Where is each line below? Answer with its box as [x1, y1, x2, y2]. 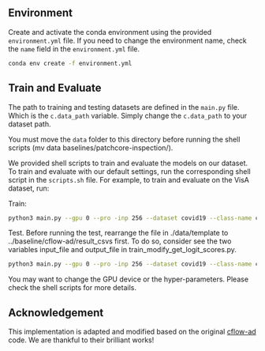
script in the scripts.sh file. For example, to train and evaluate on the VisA [8, 175, 250, 184]
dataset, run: [8, 183, 50, 193]
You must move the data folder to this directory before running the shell [8, 134, 241, 144]
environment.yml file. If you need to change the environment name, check [8, 36, 247, 45]
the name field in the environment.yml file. [8, 43, 140, 54]
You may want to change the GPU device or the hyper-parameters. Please [8, 274, 249, 284]
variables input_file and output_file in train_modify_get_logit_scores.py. [8, 245, 237, 255]
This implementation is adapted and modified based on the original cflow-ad [8, 327, 256, 337]
